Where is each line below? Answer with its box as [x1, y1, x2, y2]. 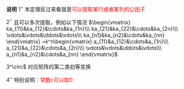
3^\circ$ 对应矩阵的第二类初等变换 [6, 63, 91, 70]
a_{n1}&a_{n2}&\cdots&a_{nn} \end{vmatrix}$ [6, 51, 118, 58]
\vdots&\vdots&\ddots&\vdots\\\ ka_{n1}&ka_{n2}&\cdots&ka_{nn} [6, 32, 165, 39]
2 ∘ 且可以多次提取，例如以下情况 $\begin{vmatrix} [6, 17, 131, 26]
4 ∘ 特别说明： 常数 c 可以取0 [6, 75, 73, 83]
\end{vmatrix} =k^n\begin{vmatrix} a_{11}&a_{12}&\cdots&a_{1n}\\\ [6, 38, 169, 45]
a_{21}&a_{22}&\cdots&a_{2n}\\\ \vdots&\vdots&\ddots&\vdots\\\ [6, 44, 162, 52]
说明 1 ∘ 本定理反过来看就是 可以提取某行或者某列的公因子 [6, 5, 146, 13]
